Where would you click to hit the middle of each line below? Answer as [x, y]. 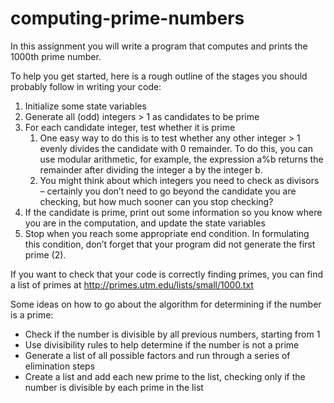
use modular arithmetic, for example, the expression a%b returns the [181, 159]
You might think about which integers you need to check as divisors [179, 180]
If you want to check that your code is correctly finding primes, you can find [167, 274]
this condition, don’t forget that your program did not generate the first [170, 244]
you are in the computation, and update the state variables [145, 223]
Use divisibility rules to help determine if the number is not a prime [162, 344]
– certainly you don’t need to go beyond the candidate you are [168, 191]
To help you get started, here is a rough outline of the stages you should [159, 76]
